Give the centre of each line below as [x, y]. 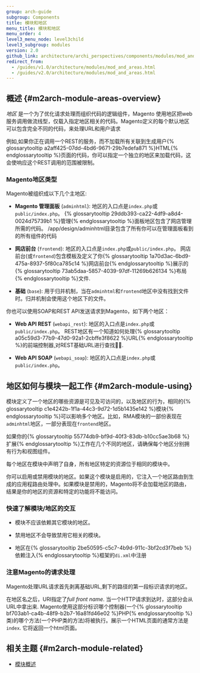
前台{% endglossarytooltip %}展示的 [144, 263]
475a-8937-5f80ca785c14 [47, 263]
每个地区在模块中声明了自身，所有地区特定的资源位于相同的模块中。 [90, 464]
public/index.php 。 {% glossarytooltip [62, 214]
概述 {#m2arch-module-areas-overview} [84, 98]
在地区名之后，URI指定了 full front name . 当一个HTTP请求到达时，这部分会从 [100, 599]
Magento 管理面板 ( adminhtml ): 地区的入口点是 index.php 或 [86, 206]
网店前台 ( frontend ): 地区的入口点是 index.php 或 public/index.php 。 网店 [103, 249]
